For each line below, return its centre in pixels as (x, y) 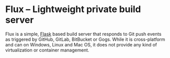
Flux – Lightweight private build (73, 9)
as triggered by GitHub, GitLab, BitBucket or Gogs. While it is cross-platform (85, 39)
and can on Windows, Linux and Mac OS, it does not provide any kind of (81, 44)
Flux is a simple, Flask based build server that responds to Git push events (83, 34)
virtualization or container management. (47, 50)
